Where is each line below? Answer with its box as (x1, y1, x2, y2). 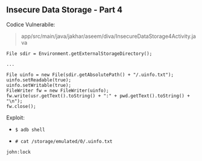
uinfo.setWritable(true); (6, 82, 71, 88)
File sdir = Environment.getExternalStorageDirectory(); (6, 51, 153, 57)
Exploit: (6, 114, 25, 121)
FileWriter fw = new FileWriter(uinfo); (6, 87, 110, 93)
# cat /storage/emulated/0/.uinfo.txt (14, 138, 113, 144)
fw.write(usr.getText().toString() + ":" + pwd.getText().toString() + (6, 93, 190, 99)
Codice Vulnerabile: (6, 21, 55, 28)
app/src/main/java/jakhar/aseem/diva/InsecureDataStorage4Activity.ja (21, 33, 196, 40)
